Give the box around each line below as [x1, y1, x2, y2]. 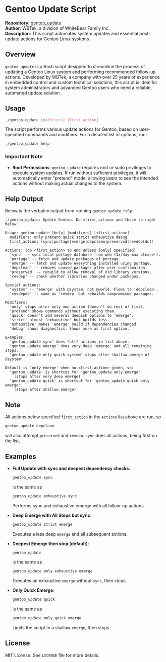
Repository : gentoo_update [5, 20, 61, 26]
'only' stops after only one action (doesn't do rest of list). [9, 304, 145, 309]
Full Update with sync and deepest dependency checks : [12, 465, 130, 471]
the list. [5, 438, 20, 444]
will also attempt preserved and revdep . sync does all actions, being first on [5, 433, 157, 439]
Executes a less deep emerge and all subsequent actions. [12, 531, 128, 537]
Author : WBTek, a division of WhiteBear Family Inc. [5, 25, 110, 31]
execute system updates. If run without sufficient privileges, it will [12, 170, 147, 176]
